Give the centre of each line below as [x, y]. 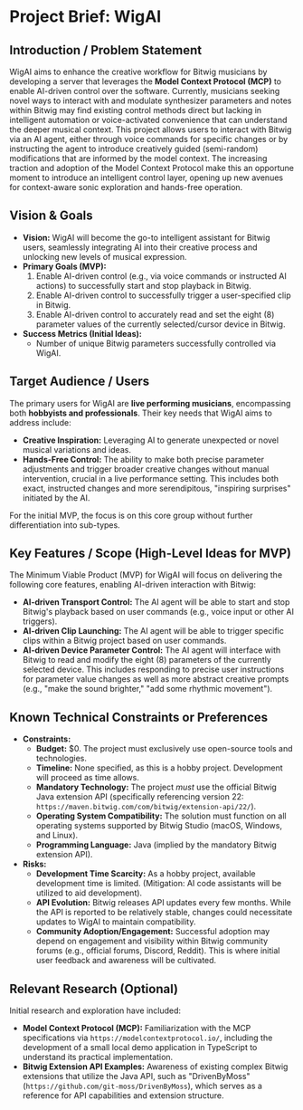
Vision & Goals [51, 216]
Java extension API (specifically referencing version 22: [140, 797]
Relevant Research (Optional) [94, 989]
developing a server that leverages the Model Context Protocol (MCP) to [146, 81]
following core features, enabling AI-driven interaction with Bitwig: [133, 585]
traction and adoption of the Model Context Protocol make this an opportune [151, 168]
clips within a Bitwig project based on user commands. [124, 641]
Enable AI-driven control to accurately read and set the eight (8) [155, 314]
